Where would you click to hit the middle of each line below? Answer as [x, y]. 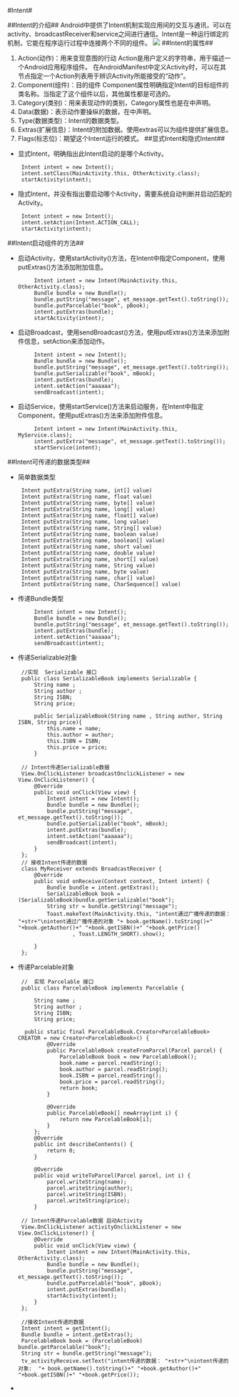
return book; [79, 1088]
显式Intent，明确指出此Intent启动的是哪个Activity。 [92, 154]
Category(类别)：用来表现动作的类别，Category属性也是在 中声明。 [116, 103]
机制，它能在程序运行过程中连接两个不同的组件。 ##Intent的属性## [110, 43]
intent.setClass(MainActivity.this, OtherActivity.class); [111, 174]
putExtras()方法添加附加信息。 [62, 267]
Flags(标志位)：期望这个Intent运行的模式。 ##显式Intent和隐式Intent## [121, 138]
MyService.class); [45, 435]
